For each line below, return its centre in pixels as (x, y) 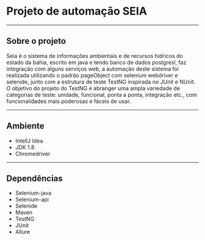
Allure (23, 232)
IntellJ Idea (29, 141)
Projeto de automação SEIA (77, 11)
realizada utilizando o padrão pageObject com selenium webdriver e (92, 75)
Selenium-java (33, 193)
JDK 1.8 (25, 147)
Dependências (34, 178)
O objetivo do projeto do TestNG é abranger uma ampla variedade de (93, 88)
